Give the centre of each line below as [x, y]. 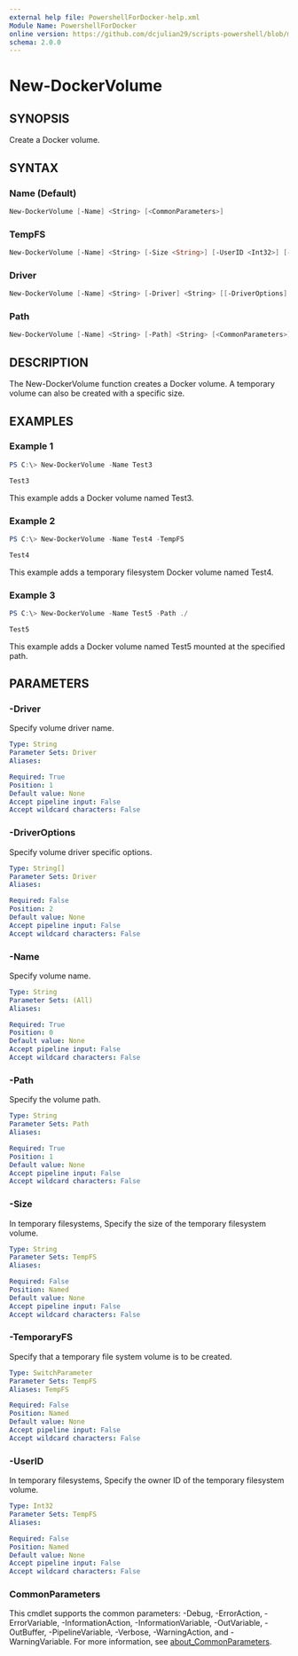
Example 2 [32, 521]
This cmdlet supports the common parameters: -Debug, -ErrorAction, [136, 1613]
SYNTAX [34, 168]
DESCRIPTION [49, 362]
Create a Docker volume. [55, 140]
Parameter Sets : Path [49, 1124]
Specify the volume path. [55, 1100]
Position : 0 [31, 1033]
